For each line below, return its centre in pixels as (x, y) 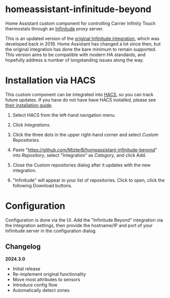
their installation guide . (29, 105)
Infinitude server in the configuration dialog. (51, 231)
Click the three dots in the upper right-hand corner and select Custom (85, 135)
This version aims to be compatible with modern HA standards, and (75, 55)
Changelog (23, 247)
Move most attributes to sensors (46, 279)
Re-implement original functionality (49, 274)
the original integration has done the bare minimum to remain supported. (81, 49)
